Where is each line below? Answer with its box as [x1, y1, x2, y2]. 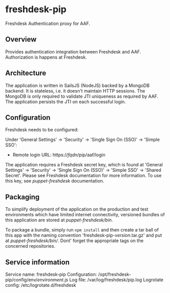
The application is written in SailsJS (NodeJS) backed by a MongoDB [5, 82, 150, 89]
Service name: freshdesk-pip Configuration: [5, 271, 97, 277]
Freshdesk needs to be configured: [5, 127, 79, 133]
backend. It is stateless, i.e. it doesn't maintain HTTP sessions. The [5, 87, 146, 94]
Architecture [5, 69, 47, 77]
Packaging [5, 192, 40, 201]
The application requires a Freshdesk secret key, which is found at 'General [5, 162, 163, 168]
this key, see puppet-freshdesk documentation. [5, 178, 105, 184]
